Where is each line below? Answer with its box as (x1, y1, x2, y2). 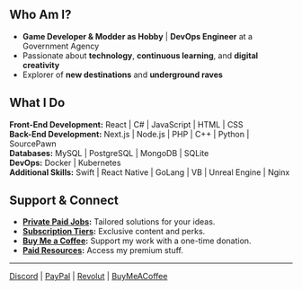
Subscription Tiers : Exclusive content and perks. (22, 226, 206, 237)
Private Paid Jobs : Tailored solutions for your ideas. (22, 216, 216, 227)
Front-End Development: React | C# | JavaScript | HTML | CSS (9, 119, 244, 129)
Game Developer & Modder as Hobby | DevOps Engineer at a (22, 31, 253, 41)
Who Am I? (9, 7, 72, 22)
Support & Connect (9, 193, 120, 208)
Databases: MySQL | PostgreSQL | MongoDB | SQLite (9, 147, 209, 158)
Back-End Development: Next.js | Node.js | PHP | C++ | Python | (9, 128, 250, 139)
